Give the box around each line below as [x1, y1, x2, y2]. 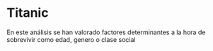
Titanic [6, 5, 49, 21]
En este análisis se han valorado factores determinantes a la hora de [6, 28, 206, 36]
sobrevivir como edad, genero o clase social [6, 35, 136, 43]
